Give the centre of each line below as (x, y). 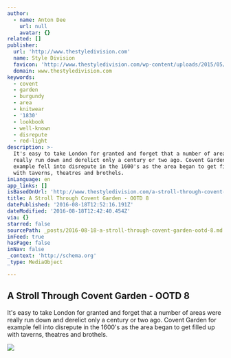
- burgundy (29, 97)
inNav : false (26, 250)
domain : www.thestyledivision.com (63, 71)
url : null (34, 26)
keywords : (21, 77)
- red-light (31, 141)
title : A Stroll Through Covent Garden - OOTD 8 (78, 199)
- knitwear (29, 109)
